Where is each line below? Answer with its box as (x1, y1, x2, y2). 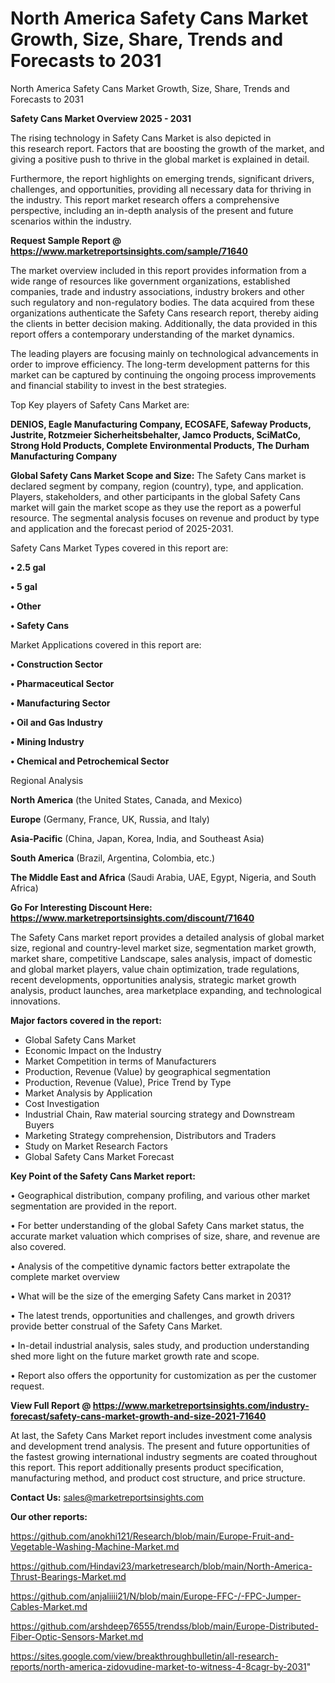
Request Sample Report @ (10, 234, 122, 246)
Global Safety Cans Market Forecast (24, 1150, 175, 1162)
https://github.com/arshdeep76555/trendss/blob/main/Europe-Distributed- (10, 1620, 319, 1632)
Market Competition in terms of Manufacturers (24, 1055, 217, 1067)
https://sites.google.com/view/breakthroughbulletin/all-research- (10, 1650, 279, 1662)
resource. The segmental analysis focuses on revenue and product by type (10, 512, 320, 524)
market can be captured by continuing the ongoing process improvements (10, 368, 317, 381)
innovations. (10, 995, 61, 1007)
